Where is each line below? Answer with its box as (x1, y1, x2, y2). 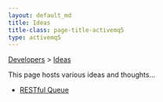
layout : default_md (8, 11, 72, 20)
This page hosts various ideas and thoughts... (8, 70, 156, 79)
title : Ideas (8, 19, 51, 27)
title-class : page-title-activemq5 (8, 26, 125, 34)
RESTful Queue (19, 86, 69, 95)
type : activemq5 (8, 33, 61, 42)
